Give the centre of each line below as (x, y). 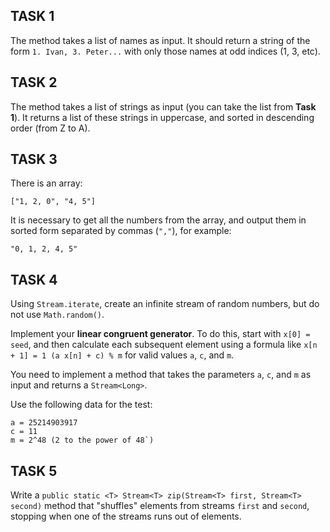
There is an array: (46, 183)
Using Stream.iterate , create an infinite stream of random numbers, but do (165, 304)
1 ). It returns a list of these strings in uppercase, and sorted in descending (162, 117)
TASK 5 (34, 470)
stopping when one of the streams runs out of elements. (126, 516)
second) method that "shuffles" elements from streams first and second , (160, 506)
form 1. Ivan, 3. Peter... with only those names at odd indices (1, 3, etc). (165, 51)
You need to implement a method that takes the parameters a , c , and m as (161, 375)
